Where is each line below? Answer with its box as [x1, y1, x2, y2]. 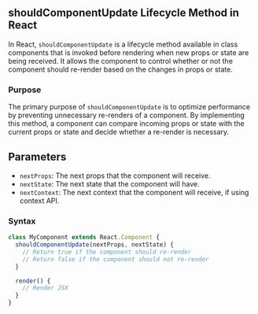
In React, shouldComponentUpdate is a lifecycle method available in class [8, 39, 238, 49]
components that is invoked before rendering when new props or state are [8, 47, 249, 57]
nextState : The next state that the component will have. [19, 179, 200, 188]
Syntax [8, 216, 36, 227]
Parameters [8, 150, 67, 164]
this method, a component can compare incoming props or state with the [8, 119, 245, 128]
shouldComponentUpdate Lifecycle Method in [8, 6, 240, 20]
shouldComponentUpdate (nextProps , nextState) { [15, 241, 175, 249]
